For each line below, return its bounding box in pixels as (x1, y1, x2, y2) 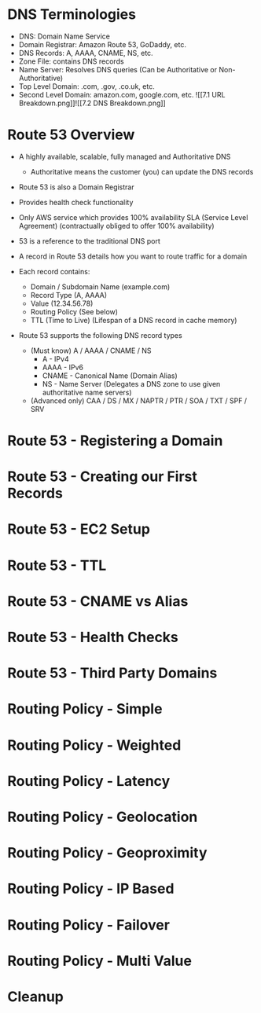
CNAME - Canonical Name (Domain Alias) (42, 371, 178, 380)
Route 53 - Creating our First (7, 468, 198, 486)
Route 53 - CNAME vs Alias (7, 592, 189, 610)
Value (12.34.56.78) (30, 299, 94, 308)
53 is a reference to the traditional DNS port (18, 236, 160, 245)
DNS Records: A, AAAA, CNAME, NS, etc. (18, 48, 154, 57)
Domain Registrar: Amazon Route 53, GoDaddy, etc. (18, 39, 186, 49)
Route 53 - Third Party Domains (7, 664, 218, 682)
